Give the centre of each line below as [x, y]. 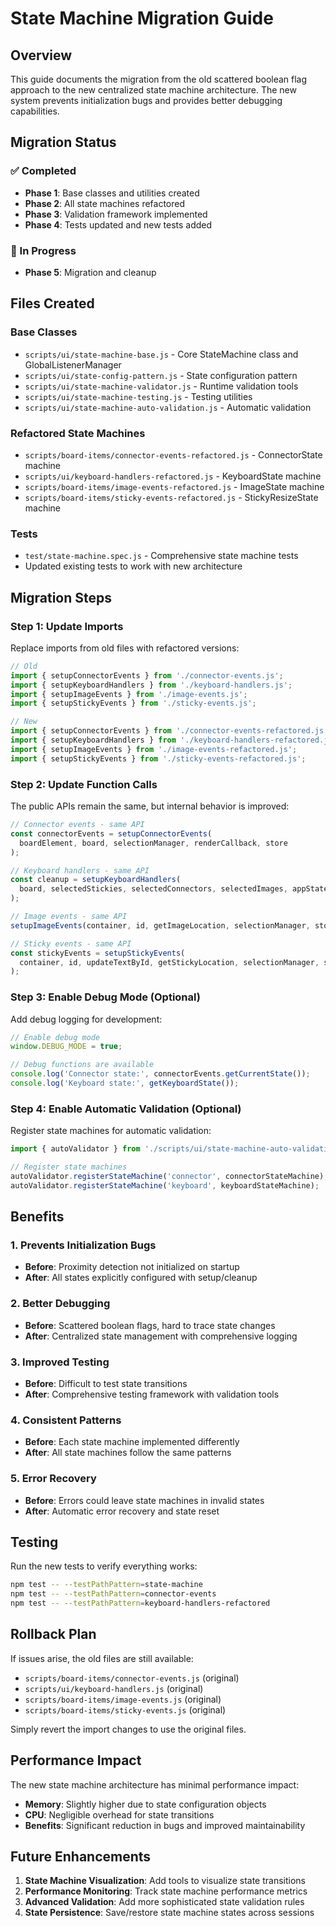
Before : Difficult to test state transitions [106, 1383]
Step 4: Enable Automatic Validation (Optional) [126, 1109]
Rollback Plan [53, 1634]
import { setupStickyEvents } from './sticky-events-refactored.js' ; [158, 758]
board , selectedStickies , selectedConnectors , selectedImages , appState [174, 889]
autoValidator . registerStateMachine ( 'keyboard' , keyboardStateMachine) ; [165, 1185]
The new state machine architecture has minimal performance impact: [155, 1784]
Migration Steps [61, 597]
